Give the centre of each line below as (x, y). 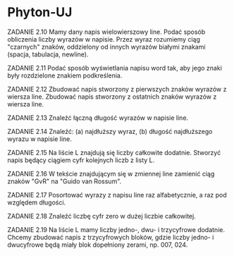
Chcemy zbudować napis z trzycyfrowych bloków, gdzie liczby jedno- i (111, 237)
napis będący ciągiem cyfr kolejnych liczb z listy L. (81, 160)
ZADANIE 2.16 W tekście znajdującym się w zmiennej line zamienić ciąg (111, 173)
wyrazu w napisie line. (40, 139)
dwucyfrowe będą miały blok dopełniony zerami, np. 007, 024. (98, 245)
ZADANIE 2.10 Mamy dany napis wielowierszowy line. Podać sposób (106, 32)
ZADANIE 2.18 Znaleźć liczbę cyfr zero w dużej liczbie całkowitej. (101, 216)
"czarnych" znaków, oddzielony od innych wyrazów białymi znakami (106, 47)
